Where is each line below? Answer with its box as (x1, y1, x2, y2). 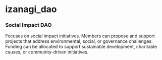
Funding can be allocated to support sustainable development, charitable (5, 44, 157, 50)
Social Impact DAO (5, 22, 52, 29)
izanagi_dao (5, 4, 57, 15)
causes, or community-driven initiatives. (5, 49, 89, 55)
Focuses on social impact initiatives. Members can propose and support (5, 33, 155, 39)
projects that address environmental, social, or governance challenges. (5, 38, 153, 44)
